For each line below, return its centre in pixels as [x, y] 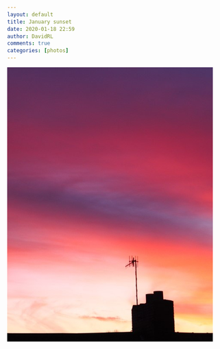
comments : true [29, 44]
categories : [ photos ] [38, 51]
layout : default [30, 14]
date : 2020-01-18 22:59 [41, 29]
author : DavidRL [30, 36]
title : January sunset [39, 22]
